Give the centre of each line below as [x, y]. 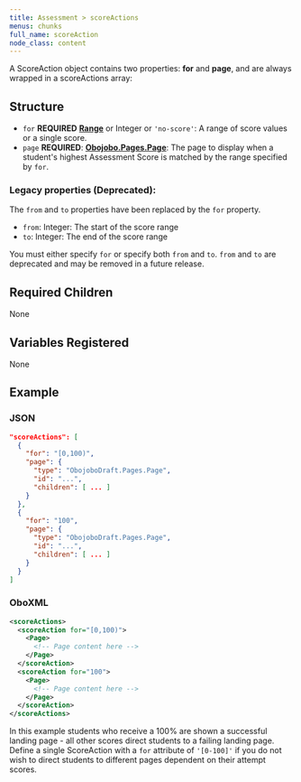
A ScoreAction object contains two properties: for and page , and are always [150, 69]
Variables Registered [69, 343]
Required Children [61, 292]
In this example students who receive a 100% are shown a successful [138, 731]
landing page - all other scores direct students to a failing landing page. [142, 740]
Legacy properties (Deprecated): [82, 190]
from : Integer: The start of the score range [100, 228]
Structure [37, 106]
